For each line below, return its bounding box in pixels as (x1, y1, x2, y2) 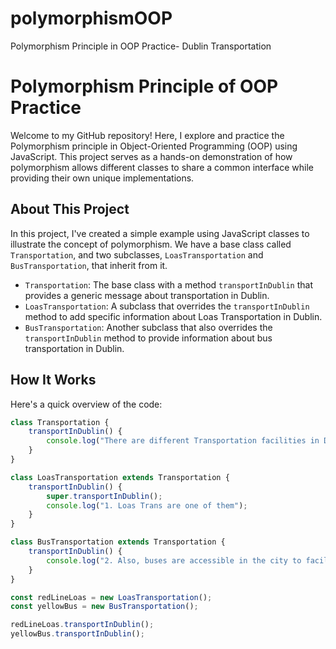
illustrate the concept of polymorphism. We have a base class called (10, 238, 292, 250)
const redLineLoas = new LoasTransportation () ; (10, 592, 213, 602)
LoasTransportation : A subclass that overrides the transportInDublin (24, 300, 310, 312)
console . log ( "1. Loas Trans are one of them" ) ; (46, 500, 248, 511)
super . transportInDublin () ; (46, 491, 163, 501)
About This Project (10, 201, 130, 218)
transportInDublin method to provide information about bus (24, 332, 273, 344)
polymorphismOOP (10, 7, 173, 30)
